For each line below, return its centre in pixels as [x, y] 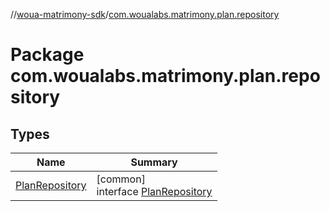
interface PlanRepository [154, 191]
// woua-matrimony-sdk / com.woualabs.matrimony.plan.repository [145, 14]
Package [47, 55]
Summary [154, 162]
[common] [121, 179]
